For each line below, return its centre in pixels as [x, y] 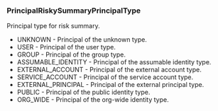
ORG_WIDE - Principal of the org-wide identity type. [93, 100]
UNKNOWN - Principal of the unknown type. [82, 40]
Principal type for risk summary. [53, 26]
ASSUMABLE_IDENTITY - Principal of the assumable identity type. [114, 62]
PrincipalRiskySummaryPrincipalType [74, 11]
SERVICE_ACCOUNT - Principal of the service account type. [105, 77]
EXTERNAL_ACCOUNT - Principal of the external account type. [109, 70]
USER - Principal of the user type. [66, 47]
